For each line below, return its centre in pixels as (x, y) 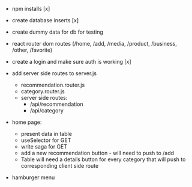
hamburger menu (33, 177)
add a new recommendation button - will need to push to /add (97, 153)
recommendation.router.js (53, 85)
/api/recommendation (56, 104)
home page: (27, 122)
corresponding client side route (60, 166)
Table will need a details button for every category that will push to (103, 159)
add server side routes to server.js (54, 73)
